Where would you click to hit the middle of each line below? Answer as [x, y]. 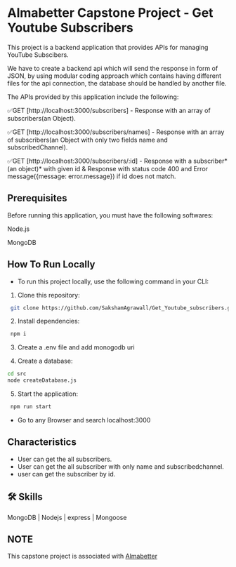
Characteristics [42, 442]
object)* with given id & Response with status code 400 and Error [113, 168]
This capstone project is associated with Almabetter [83, 556]
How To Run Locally [51, 265]
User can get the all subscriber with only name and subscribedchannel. [121, 466]
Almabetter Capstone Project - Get [110, 13]
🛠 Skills [25, 497]
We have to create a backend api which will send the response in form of [113, 68]
